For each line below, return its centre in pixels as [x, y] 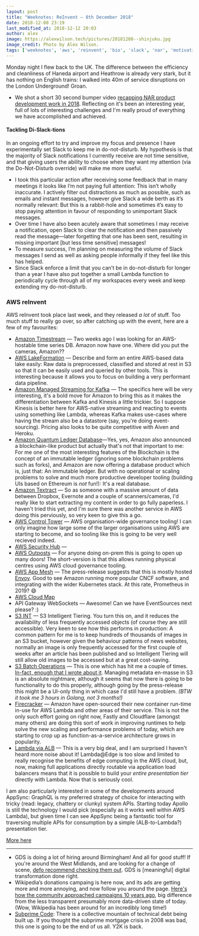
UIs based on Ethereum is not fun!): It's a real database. [83, 484]
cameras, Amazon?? [40, 352]
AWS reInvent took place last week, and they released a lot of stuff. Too [93, 315]
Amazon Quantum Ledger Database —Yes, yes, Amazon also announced [103, 440]
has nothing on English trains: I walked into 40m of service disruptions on [96, 79]
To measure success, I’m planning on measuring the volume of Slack [99, 249]
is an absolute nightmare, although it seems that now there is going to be [104, 679]
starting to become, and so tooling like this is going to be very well [95, 534]
